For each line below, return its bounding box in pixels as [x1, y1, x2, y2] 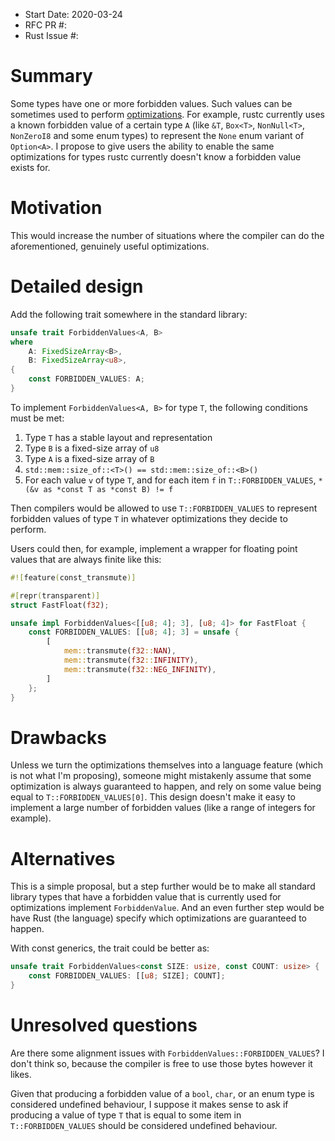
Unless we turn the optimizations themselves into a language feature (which [10, 759, 323, 771]
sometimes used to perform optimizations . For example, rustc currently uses [10, 108, 325, 120]
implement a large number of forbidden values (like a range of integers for [10, 802, 316, 814]
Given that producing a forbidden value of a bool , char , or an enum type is [10, 1087, 315, 1099]
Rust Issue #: [24, 30, 79, 41]
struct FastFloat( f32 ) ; [10, 600, 110, 610]
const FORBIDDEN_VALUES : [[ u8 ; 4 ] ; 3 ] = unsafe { [28, 627, 240, 638]
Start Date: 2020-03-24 [24, 9, 123, 20]
